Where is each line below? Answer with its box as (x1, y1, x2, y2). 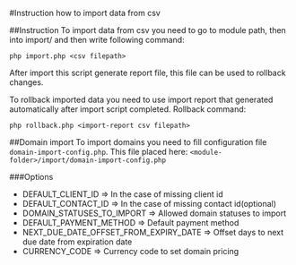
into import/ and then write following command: (9, 35, 186, 45)
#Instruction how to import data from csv (9, 8, 161, 18)
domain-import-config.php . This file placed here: (9, 147, 188, 157)
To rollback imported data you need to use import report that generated (9, 94, 274, 105)
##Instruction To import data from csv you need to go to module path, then (9, 25, 287, 35)
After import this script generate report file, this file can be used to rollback (9, 67, 286, 78)
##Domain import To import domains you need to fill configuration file (9, 137, 267, 147)
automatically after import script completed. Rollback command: (9, 104, 247, 115)
